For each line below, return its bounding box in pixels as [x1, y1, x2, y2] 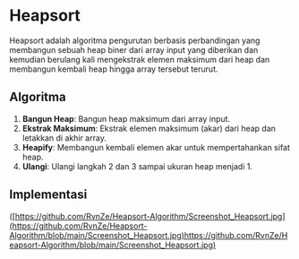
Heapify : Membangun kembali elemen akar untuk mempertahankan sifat [21, 142, 291, 152]
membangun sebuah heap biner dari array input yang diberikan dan [9, 44, 259, 55]
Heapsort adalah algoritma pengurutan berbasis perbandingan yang [9, 35, 261, 46]
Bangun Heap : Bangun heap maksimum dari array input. [21, 113, 231, 124]
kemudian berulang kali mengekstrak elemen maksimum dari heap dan [9, 54, 270, 65]
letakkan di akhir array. [21, 132, 107, 143]
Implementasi [9, 187, 88, 203]
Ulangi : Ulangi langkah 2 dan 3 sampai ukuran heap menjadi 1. [21, 160, 253, 171]
